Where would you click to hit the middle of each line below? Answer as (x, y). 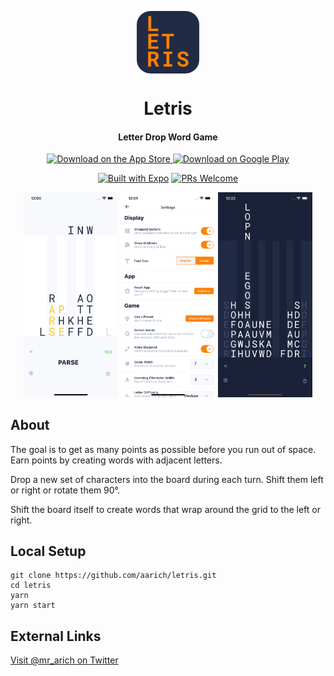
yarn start (33, 606)
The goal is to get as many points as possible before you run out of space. (163, 449)
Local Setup (48, 551)
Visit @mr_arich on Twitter (64, 660)
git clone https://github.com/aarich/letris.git (113, 576)
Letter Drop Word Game (168, 137)
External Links (56, 636)
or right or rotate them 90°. (65, 490)
